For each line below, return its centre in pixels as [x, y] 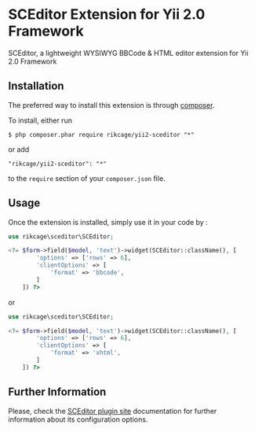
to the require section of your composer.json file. [87, 178]
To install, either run [40, 120]
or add [19, 149]
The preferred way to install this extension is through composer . [111, 105]
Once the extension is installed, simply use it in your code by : [108, 222]
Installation [36, 86]
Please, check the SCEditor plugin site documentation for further [113, 411]
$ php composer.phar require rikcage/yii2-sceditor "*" [101, 135]
